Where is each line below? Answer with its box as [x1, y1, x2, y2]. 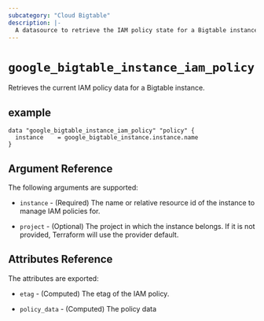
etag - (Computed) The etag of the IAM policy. [19, 289, 170, 298]
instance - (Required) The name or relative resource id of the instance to [19, 197, 255, 207]
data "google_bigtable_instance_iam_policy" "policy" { [8, 127, 195, 135]
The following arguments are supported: [8, 183, 139, 192]
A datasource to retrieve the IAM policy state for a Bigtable [15, 26, 226, 34]
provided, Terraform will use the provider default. [19, 230, 179, 239]
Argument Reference [8, 162, 113, 175]
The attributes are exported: [8, 273, 100, 283]
